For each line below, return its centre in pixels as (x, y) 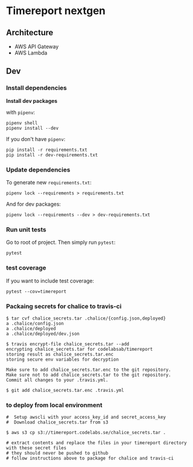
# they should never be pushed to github (57, 453)
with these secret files (36, 448)
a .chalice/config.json (35, 323)
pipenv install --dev (32, 128)
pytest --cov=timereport (36, 291)
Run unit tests (26, 229)
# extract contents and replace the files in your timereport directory (96, 443)
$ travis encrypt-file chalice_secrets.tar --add (68, 344)
